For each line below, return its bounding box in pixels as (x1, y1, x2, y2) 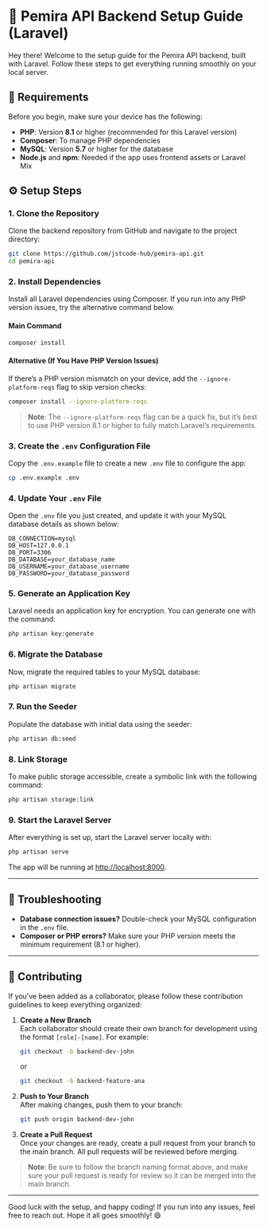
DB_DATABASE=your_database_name (8, 555, 115, 564)
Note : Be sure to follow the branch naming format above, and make (27, 1163, 249, 1172)
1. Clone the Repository (8, 208, 99, 219)
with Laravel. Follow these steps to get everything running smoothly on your (8, 59, 257, 69)
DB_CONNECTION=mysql (8, 535, 77, 543)
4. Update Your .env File (8, 492, 102, 504)
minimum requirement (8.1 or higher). (19, 940, 141, 949)
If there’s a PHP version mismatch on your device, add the (8, 374, 198, 383)
